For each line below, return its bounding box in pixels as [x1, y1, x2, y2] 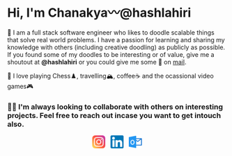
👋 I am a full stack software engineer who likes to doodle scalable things [7, 28, 215, 37]
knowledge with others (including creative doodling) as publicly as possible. [7, 43, 225, 51]
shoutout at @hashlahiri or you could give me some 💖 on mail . [7, 58, 187, 66]
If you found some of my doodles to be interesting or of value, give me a [7, 50, 215, 58]
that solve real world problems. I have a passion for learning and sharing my [7, 35, 225, 44]
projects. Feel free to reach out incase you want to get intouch [7, 110, 222, 120]
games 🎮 [7, 82, 33, 90]
